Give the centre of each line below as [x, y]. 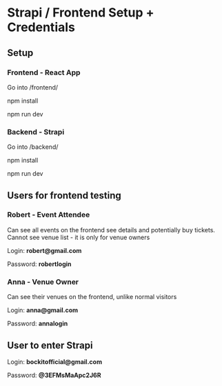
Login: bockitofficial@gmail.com [54, 362]
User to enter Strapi [50, 345]
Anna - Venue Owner [43, 282]
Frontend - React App [44, 72]
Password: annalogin [38, 324]
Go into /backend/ [33, 147]
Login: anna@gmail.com [43, 310]
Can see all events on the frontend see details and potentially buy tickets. [111, 230]
